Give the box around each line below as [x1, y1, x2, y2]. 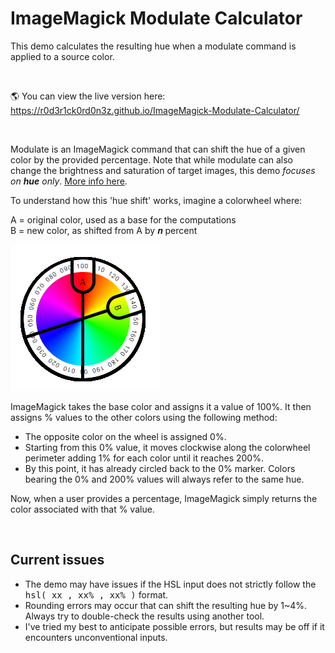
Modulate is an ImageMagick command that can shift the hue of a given [10, 143, 306, 155]
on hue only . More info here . [10, 175, 128, 187]
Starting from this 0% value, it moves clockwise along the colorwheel [24, 441, 311, 453]
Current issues [10, 552, 105, 569]
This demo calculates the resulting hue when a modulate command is [10, 40, 297, 52]
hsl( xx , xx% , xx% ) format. [24, 588, 169, 601]
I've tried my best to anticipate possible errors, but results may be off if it [24, 620, 325, 632]
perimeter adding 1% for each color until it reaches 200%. [24, 452, 264, 464]
